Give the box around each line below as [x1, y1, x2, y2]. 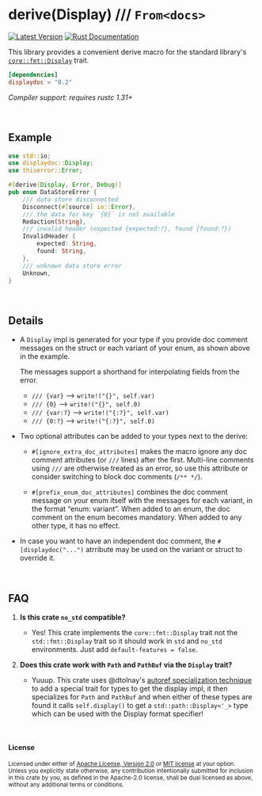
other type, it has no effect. [31, 521, 120, 531]
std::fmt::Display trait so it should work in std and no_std [31, 636, 223, 646]
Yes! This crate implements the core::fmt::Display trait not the [31, 628, 238, 637]
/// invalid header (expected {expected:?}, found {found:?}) [22, 225, 232, 233]
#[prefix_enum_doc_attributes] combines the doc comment [31, 487, 228, 497]
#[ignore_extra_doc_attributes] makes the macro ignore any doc [31, 447, 248, 456]
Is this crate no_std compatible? [19, 612, 126, 622]
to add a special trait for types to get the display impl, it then [31, 684, 228, 693]
